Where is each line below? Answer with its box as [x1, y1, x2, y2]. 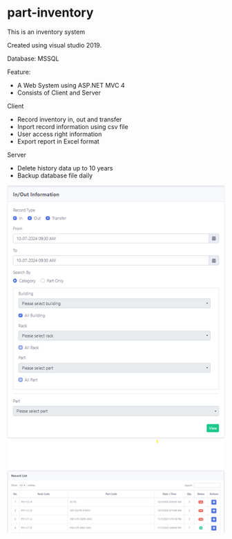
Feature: [7, 68, 31, 76]
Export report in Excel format [17, 137, 100, 146]
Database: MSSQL [7, 54, 59, 63]
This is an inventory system [7, 28, 85, 36]
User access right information [17, 130, 102, 138]
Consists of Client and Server [17, 88, 101, 97]
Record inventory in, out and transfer [17, 115, 122, 124]
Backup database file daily [17, 171, 93, 179]
